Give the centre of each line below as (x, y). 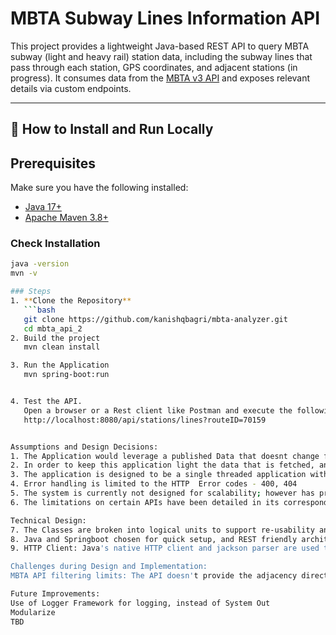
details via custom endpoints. (71, 88)
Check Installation (55, 244)
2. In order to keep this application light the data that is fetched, (162, 465)
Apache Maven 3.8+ (66, 218)
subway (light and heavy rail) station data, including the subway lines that (161, 56)
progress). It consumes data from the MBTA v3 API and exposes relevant (160, 78)
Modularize (33, 612)
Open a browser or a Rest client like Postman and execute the (158, 410)
